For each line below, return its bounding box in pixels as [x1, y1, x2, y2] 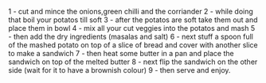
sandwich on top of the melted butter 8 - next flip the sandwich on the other [8, 57, 258, 66]
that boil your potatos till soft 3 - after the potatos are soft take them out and [8, 15, 258, 25]
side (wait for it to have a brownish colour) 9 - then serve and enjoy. [8, 66, 231, 74]
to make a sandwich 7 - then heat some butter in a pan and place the [8, 49, 234, 58]
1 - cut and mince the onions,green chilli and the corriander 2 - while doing [8, 7, 253, 16]
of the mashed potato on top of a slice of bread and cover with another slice [8, 40, 258, 50]
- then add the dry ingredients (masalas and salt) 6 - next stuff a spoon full [8, 32, 253, 41]
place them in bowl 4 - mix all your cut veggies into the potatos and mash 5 [8, 24, 256, 32]
